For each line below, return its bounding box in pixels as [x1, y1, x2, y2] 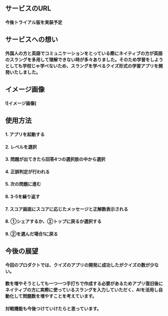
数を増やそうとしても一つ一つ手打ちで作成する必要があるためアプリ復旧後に [5, 280, 163, 287]
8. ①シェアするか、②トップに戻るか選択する [5, 219, 102, 225]
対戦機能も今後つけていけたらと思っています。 [5, 305, 101, 311]
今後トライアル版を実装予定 [5, 19, 63, 25]
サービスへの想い [5, 35, 58, 44]
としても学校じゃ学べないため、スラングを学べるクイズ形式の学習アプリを [5, 63, 159, 69]
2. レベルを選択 [5, 144, 37, 150]
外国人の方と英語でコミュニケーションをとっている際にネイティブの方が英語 [5, 50, 163, 56]
